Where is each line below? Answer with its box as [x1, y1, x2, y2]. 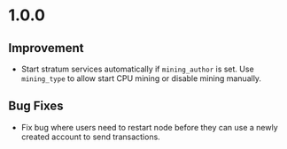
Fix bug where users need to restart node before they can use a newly [20, 122, 278, 132]
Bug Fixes [8, 99, 64, 114]
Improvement [8, 41, 84, 56]
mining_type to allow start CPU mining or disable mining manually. [20, 73, 262, 84]
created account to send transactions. [20, 131, 160, 142]
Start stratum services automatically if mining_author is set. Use [20, 63, 254, 74]
